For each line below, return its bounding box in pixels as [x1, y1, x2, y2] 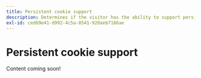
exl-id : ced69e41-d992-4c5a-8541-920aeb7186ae [6, 20, 124, 26]
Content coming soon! [6, 65, 61, 72]
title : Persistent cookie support [6, 8, 93, 15]
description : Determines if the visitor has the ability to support [6, 14, 181, 20]
